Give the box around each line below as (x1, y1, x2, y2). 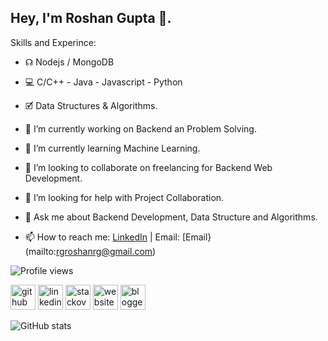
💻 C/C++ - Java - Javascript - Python (24, 76, 183, 88)
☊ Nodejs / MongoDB (24, 56, 115, 68)
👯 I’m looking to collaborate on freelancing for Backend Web (24, 161, 273, 173)
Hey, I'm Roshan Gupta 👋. (10, 10, 172, 27)
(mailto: (24, 245, 57, 257)
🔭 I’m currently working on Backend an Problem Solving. (24, 122, 257, 135)
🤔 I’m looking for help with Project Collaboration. (24, 191, 225, 203)
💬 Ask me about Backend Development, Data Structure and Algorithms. (24, 211, 318, 223)
